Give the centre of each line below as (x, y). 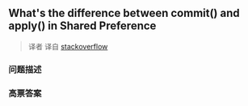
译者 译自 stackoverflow (68, 46)
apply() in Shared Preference (82, 26)
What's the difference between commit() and (124, 13)
